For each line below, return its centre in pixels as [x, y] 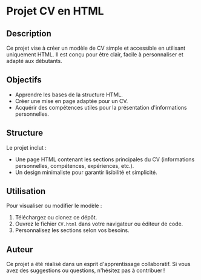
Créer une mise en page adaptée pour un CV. [71, 101]
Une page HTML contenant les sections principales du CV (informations [105, 159]
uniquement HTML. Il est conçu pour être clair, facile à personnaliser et [95, 55]
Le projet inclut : [26, 147]
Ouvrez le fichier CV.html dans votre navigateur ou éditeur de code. [99, 224]
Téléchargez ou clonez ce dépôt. [56, 218]
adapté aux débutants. [34, 61]
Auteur [20, 249]
